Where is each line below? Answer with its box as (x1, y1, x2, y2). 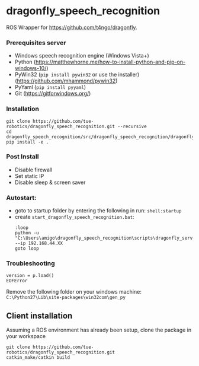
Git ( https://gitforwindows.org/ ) (14, 90, 91, 97)
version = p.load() (6, 273, 54, 279)
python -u (14, 230, 40, 236)
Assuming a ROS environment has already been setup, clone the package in (6, 326, 192, 333)
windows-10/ (14, 65, 47, 72)
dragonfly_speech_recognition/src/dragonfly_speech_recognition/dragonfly (6, 133, 195, 140)
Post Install (6, 152, 39, 161)
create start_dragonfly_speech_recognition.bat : (14, 214, 134, 221)
